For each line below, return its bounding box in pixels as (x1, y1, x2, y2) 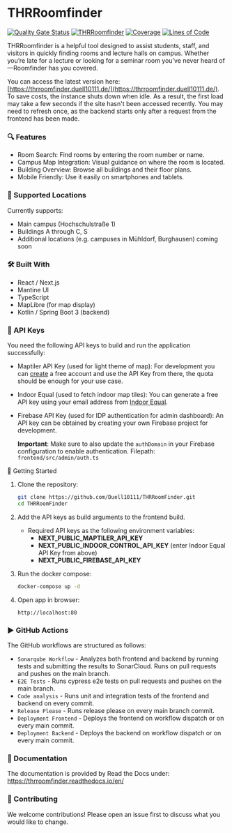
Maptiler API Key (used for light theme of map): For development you (17, 362, 215, 370)
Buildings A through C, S (17, 227, 88, 235)
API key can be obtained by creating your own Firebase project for (17, 419, 208, 427)
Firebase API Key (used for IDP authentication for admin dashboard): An (17, 412, 224, 420)
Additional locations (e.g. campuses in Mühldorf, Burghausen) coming (17, 234, 218, 243)
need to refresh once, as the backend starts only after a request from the (7, 107, 217, 115)
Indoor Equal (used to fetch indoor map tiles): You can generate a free (17, 391, 218, 399)
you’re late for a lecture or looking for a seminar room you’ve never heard (7, 56, 218, 64)
